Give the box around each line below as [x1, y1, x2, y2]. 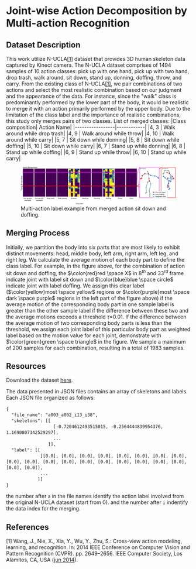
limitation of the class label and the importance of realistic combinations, [6, 111, 181, 118]
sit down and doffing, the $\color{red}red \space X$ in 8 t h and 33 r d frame [6, 268, 184, 276]
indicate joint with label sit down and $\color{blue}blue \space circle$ [6, 276, 174, 283]
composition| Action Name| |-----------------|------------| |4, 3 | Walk [6, 124, 176, 131]
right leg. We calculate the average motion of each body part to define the [6, 256, 185, 263]
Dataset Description [6, 40, 81, 50]
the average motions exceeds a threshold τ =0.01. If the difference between [6, 313, 187, 320]
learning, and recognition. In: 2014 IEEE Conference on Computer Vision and [6, 544, 190, 551]
